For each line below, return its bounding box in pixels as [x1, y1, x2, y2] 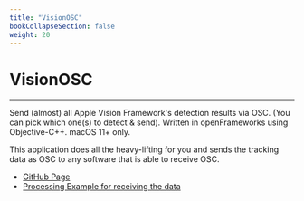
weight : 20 [9, 30, 51, 39]
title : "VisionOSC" [9, 13, 83, 23]
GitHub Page [22, 171, 71, 182]
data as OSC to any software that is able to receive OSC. [9, 154, 220, 165]
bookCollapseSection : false [9, 22, 116, 31]
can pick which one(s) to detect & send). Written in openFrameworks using [9, 117, 289, 128]
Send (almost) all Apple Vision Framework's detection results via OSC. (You [9, 108, 291, 119]
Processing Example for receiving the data [22, 181, 181, 192]
